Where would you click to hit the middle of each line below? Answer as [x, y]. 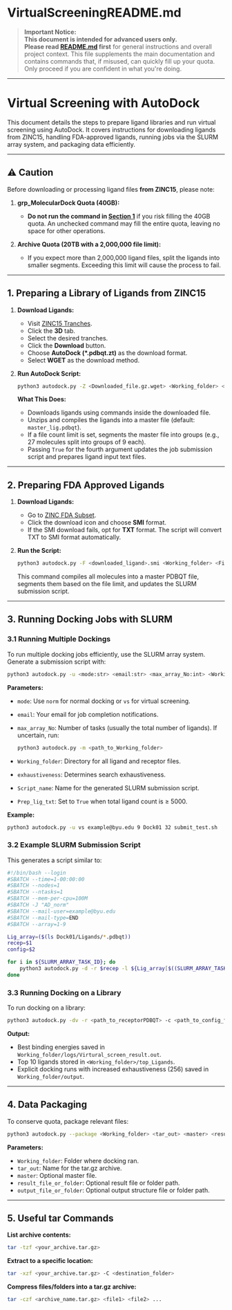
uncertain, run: [38, 735]
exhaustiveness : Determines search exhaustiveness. [91, 774]
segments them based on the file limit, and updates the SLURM [107, 584]
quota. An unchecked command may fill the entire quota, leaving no [124, 224]
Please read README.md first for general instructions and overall [118, 46]
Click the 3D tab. [51, 331]
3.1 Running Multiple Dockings [59, 639]
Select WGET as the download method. [84, 360]
